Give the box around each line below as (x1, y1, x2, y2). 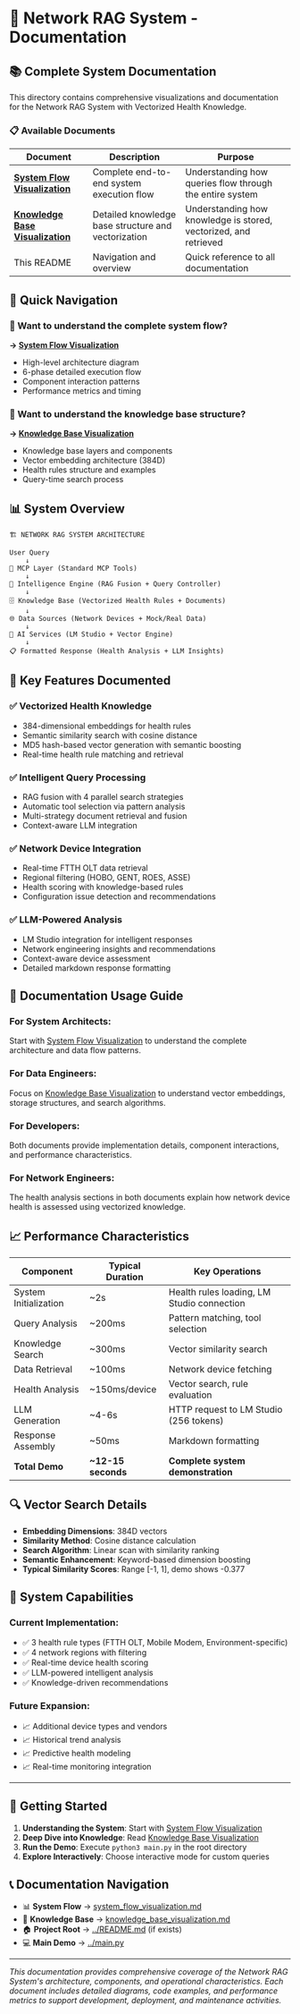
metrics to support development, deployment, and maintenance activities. (9, 1995, 282, 2006)
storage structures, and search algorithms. (9, 1097, 166, 1108)
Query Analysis (13, 1317, 78, 1330)
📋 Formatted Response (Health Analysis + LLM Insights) (9, 647, 225, 656)
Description (108, 151, 161, 164)
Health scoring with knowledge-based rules (21, 881, 184, 893)
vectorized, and (185, 225, 251, 238)
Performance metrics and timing (21, 385, 141, 396)
